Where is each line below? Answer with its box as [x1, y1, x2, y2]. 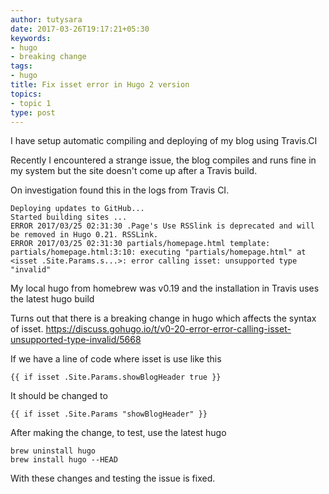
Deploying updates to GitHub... [10, 204, 145, 214]
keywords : [10, 33, 52, 43]
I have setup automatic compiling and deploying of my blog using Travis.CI [10, 135, 318, 147]
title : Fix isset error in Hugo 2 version [10, 80, 190, 90]
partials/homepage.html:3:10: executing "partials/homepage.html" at [10, 247, 307, 258]
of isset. [10, 323, 44, 335]
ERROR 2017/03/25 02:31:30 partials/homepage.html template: [10, 239, 271, 249]
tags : [10, 61, 33, 71]
